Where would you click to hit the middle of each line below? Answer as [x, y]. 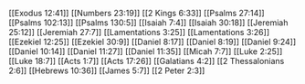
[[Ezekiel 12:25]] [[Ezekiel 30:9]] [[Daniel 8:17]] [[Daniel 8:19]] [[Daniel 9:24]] [152, 42]
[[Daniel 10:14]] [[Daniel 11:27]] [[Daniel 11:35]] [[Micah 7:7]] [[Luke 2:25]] [146, 51]
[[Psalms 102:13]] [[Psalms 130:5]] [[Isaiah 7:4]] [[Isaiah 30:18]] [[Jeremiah [148, 23]
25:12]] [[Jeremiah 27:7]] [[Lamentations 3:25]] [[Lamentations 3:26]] [139, 32]
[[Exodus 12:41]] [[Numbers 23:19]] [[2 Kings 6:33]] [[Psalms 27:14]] [137, 13]
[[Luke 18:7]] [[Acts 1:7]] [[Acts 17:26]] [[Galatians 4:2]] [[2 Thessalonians [147, 61]
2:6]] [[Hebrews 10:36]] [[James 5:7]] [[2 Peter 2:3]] [107, 70]
